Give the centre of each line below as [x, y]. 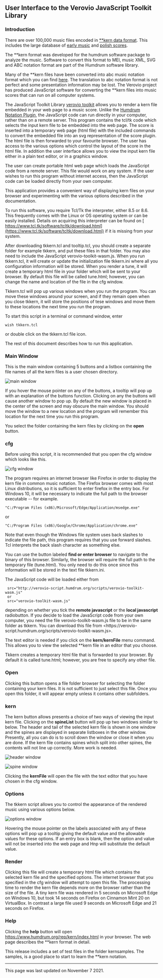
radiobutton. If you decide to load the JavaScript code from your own [74, 615]
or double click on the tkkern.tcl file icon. [46, 334]
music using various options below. [40, 810]
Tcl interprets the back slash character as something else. [63, 545]
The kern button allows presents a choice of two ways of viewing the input [80, 716]
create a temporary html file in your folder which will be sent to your [73, 271]
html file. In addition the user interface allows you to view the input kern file [80, 151]
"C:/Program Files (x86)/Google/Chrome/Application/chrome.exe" [71, 526]
